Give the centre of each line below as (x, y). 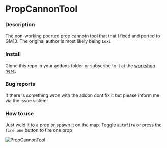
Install (13, 54)
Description (20, 25)
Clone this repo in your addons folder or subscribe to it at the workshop (80, 65)
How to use (20, 114)
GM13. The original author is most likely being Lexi (58, 41)
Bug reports (20, 84)
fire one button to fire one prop (39, 130)
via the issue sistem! (27, 101)
